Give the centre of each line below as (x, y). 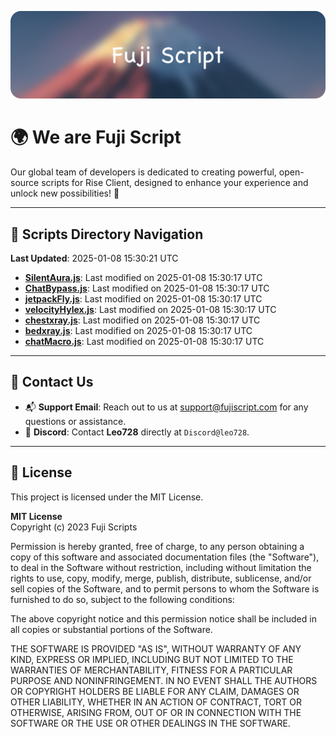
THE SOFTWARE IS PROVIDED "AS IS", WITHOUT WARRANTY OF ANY (156, 648)
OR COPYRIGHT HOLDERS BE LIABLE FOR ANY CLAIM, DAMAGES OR (155, 691)
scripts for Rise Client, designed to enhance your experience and (175, 183)
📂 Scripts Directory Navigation (107, 234)
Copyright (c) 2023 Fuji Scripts (74, 527)
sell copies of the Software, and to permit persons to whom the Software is (165, 588)
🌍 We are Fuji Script (96, 137)
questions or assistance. (75, 421)
